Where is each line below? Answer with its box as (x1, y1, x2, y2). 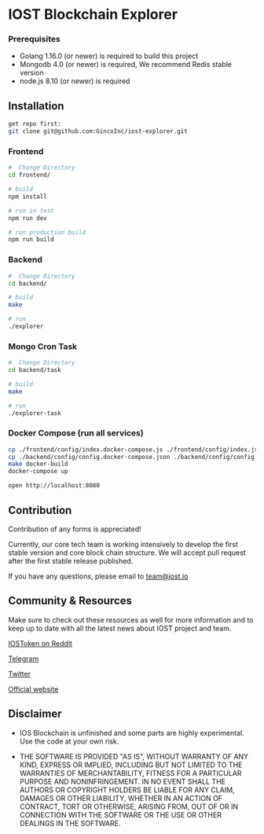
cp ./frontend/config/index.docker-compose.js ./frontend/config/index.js (8, 446, 258, 454)
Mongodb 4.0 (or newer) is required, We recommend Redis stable (19, 60, 233, 69)
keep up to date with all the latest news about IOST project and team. (8, 623, 232, 633)
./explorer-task (8, 409, 61, 417)
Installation (8, 99, 64, 112)
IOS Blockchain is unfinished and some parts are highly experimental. (19, 728, 245, 737)
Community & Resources (8, 594, 132, 608)
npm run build (8, 236, 55, 244)
